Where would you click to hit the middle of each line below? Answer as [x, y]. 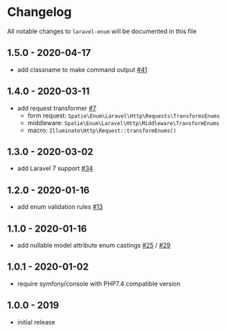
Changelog [39, 12]
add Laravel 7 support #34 [55, 168]
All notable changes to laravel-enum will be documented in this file [102, 31]
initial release [36, 322]
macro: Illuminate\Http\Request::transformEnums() [102, 130]
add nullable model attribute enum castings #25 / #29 [94, 245]
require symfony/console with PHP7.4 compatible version [99, 284]
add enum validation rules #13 [60, 207]
